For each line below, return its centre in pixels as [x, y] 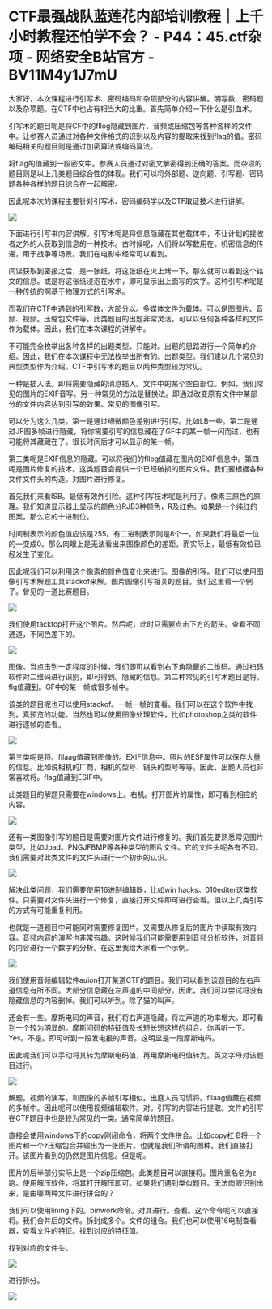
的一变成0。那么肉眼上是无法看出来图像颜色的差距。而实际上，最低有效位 [131, 544]
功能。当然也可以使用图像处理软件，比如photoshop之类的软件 [154, 714]
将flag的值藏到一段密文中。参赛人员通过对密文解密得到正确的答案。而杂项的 [136, 163]
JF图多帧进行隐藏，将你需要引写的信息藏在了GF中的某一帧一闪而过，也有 [138, 431]
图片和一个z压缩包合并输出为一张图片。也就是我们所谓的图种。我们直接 [127, 1145]
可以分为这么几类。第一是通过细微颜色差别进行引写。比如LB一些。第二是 [130, 421]
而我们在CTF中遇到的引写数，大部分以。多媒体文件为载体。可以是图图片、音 [136, 308]
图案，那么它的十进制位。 [51, 516]
